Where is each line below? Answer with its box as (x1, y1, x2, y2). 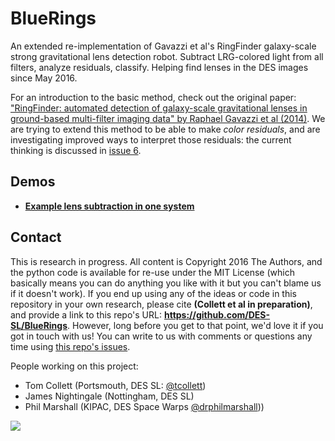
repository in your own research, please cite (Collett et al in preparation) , (10, 298, 313, 310)
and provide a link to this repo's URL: (10, 308, 162, 321)
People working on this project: (10, 360, 139, 372)
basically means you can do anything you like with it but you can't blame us (10, 277, 322, 289)
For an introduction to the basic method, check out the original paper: (10, 91, 297, 103)
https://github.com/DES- (163, 308, 271, 321)
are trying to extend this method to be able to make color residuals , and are (10, 123, 321, 135)
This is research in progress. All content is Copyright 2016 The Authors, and (10, 255, 323, 267)
